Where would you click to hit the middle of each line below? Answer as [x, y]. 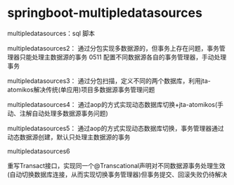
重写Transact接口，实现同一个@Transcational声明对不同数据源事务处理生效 [116, 165]
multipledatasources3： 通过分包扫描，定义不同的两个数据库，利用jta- [109, 81]
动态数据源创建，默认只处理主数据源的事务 [69, 137]
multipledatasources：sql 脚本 [51, 33]
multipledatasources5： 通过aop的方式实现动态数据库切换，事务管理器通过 [116, 128]
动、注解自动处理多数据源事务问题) [58, 113]
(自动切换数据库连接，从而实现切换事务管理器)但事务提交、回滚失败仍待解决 [117, 174]
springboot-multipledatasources [105, 13]
